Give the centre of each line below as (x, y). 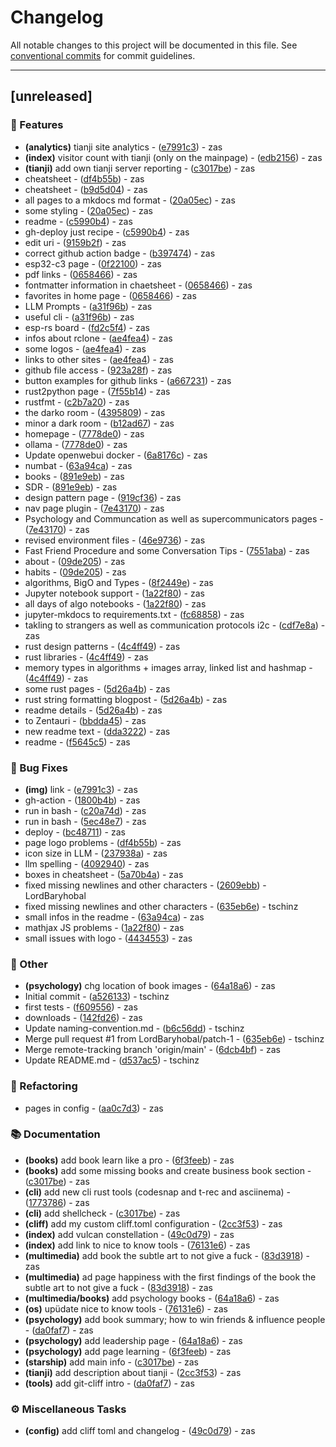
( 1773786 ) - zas (57, 1202)
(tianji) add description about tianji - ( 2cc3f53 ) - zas (133, 1372)
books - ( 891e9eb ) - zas (74, 476)
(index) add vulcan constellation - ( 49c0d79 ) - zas (129, 1234)
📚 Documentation (55, 1134)
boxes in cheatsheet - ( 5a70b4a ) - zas (104, 874)
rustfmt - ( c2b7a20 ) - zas (77, 402)
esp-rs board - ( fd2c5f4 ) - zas (87, 327)
